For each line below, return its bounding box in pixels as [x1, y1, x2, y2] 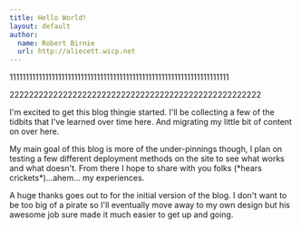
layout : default [9, 22, 71, 31]
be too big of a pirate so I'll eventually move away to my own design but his [9, 200, 291, 211]
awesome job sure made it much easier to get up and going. [9, 209, 234, 220]
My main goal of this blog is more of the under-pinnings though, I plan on [9, 144, 283, 155]
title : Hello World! [9, 13, 88, 23]
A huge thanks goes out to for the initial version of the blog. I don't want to [9, 190, 287, 201]
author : [9, 30, 39, 39]
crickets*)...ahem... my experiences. [9, 173, 145, 184]
